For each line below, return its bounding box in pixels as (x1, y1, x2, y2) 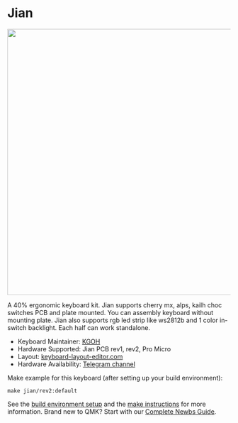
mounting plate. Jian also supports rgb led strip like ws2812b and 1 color (7, 316, 218, 324)
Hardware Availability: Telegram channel (17, 360, 136, 368)
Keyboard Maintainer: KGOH (17, 337, 101, 346)
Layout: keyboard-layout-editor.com (17, 352, 123, 361)
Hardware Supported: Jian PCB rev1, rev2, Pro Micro (17, 344, 171, 353)
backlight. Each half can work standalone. (28, 323, 151, 331)
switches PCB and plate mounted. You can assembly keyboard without (7, 308, 214, 317)
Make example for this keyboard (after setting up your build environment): (7, 373, 223, 382)
